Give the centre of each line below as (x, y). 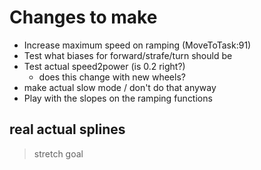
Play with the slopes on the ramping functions (118, 98)
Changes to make (83, 17)
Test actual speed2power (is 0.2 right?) (104, 66)
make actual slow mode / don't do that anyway (120, 87)
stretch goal (58, 153)
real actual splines (67, 129)
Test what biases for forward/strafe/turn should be (128, 55)
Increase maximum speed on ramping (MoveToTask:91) (137, 45)
